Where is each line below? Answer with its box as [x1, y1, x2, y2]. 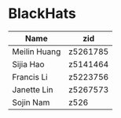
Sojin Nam [12, 97, 50, 108]
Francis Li [12, 71, 49, 82]
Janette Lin [12, 84, 53, 95]
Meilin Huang [12, 46, 61, 57]
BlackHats [8, 5, 76, 23]
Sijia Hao [12, 59, 45, 70]
